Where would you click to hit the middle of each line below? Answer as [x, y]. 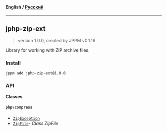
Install [13, 63]
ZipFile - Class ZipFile [35, 123]
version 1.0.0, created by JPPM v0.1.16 [56, 41]
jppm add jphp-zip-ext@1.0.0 [36, 73]
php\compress [19, 107]
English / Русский [25, 7]
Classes [14, 96]
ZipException [26, 118]
